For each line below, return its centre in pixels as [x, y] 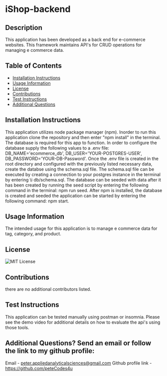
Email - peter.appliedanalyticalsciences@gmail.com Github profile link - [79, 363]
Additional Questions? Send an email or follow [78, 343]
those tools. [17, 327]
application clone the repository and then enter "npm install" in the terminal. [83, 137]
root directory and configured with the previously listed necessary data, [79, 164]
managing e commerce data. [35, 50]
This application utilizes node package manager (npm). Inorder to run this [81, 132]
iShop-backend [38, 9]
